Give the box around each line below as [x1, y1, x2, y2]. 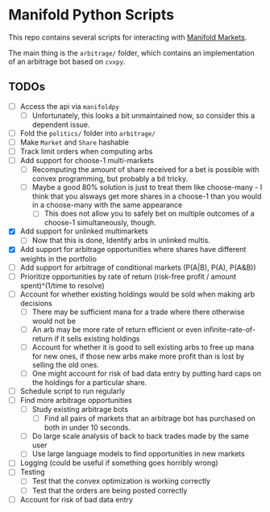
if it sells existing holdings [54, 334, 140, 343]
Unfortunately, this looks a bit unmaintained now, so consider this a [31, 111, 255, 120]
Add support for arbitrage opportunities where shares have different [19, 245, 247, 254]
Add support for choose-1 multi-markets [19, 156, 155, 166]
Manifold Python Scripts [8, 6, 175, 24]
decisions [19, 298, 52, 308]
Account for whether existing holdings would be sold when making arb [19, 289, 255, 299]
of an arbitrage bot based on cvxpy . [8, 57, 126, 66]
